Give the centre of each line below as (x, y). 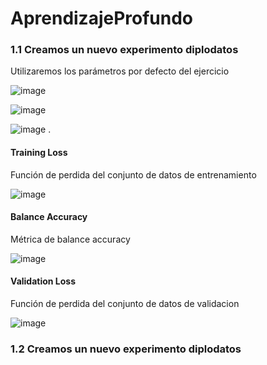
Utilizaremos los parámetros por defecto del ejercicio (120, 71)
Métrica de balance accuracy (70, 239)
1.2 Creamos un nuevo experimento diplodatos (126, 349)
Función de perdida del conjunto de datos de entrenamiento (133, 174)
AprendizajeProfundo (102, 18)
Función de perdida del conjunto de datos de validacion (125, 304)
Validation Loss (43, 281)
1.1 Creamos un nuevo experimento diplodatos (124, 50)
